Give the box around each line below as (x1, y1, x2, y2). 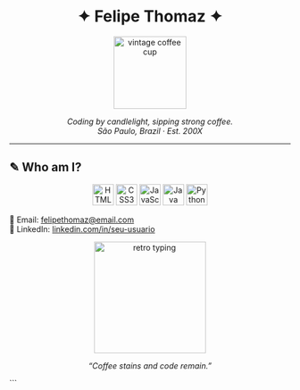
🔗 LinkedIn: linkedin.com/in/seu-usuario (9, 223, 155, 234)
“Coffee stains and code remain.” (87, 360, 212, 371)
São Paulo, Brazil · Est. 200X (96, 125, 204, 136)
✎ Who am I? (9, 160, 82, 175)
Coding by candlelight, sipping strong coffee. (66, 116, 234, 127)
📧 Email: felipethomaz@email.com (9, 214, 135, 225)
